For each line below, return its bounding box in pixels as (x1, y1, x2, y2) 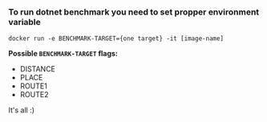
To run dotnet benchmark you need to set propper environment (8, 6, 260, 18)
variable (8, 16, 42, 27)
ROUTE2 (19, 90, 49, 100)
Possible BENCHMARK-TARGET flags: (8, 49, 119, 59)
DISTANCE (19, 64, 56, 74)
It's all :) (8, 105, 34, 115)
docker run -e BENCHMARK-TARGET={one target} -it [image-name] (8, 35, 225, 43)
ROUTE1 (19, 81, 48, 91)
